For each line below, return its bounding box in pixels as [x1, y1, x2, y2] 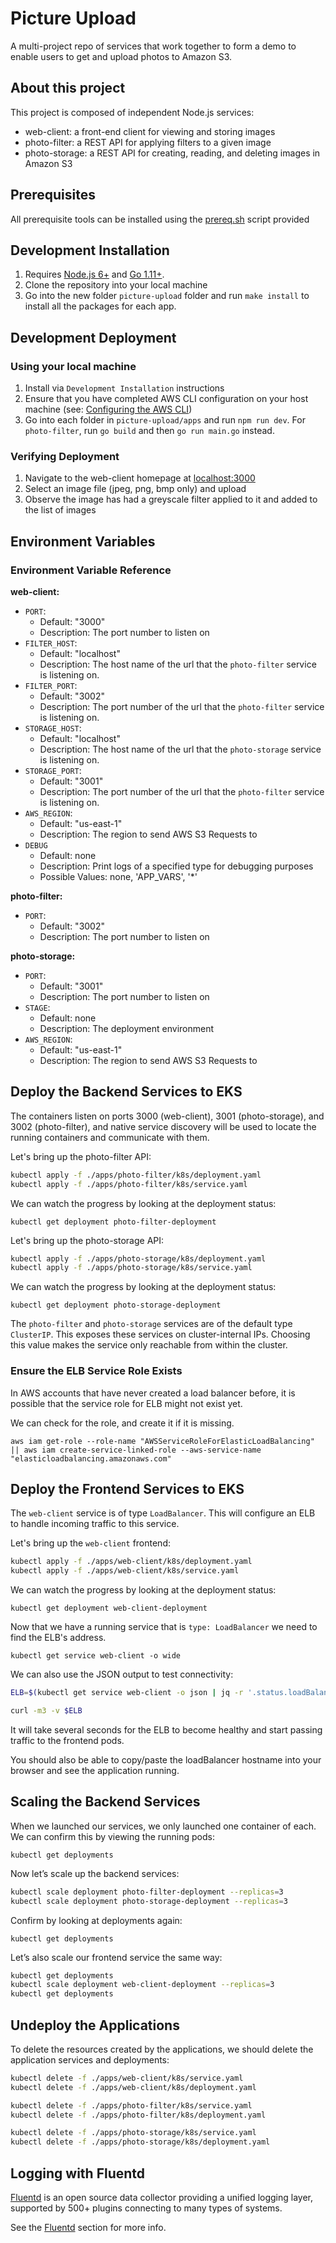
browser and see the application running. [10, 1764, 180, 1776]
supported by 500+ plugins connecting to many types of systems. [10, 2202, 283, 2214]
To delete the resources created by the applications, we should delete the [10, 2043, 314, 2055]
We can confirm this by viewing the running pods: [10, 1830, 216, 1842]
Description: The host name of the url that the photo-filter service [39, 658, 317, 671]
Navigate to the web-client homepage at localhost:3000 [24, 472, 256, 484]
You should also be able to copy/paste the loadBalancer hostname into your [10, 1753, 322, 1766]
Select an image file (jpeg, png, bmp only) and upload [24, 483, 247, 495]
